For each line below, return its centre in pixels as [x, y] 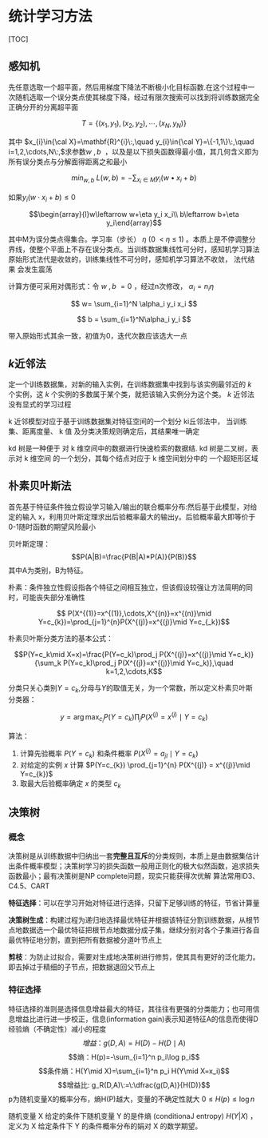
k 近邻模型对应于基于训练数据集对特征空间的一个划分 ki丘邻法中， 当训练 [128, 422]
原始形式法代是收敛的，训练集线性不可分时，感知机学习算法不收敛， [120, 259]
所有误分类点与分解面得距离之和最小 [68, 162]
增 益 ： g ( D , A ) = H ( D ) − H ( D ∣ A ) [134, 1043]
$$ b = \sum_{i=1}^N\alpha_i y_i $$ [134, 319]
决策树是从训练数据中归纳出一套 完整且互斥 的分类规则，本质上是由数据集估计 [134, 856]
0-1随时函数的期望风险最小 [52, 527]
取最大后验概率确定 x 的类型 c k [70, 784]
